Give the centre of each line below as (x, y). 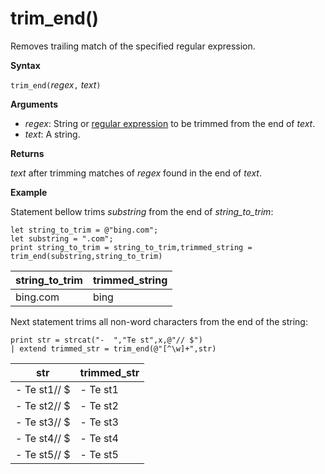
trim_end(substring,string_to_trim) (86, 256)
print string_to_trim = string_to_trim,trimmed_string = (131, 247)
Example (29, 192)
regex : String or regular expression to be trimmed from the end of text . (170, 123)
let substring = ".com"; (62, 238)
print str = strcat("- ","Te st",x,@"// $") (106, 340)
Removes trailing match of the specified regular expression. (133, 46)
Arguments (34, 104)
